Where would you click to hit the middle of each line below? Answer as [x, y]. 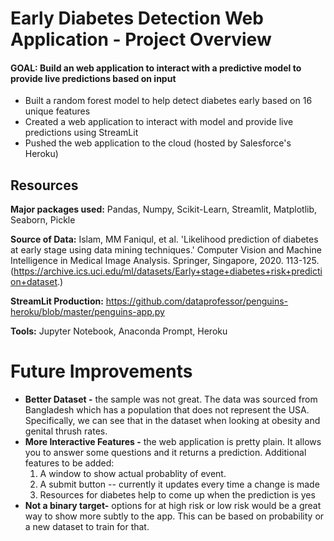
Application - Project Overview [141, 39]
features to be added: [69, 463]
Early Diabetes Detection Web [137, 18]
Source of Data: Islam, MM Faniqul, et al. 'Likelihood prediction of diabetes [164, 239]
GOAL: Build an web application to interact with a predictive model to [156, 68]
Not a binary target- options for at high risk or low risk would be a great [173, 506]
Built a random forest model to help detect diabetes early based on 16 [168, 101]
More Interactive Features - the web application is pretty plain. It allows [173, 442]
